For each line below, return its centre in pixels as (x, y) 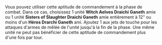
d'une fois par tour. (24, 37)
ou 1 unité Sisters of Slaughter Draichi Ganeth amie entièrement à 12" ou (78, 17)
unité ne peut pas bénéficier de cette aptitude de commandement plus (75, 32)
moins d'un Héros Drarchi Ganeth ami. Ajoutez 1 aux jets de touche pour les (81, 22)
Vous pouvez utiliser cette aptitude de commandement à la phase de (74, 7)
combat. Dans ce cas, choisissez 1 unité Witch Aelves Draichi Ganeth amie (81, 12)
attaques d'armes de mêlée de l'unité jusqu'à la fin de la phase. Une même (80, 27)
